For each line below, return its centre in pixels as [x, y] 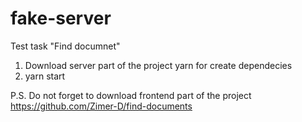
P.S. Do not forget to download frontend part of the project [131, 95]
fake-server [61, 18]
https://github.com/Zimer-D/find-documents [101, 106]
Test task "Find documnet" [65, 46]
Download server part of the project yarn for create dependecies [158, 65]
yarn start [45, 76]
